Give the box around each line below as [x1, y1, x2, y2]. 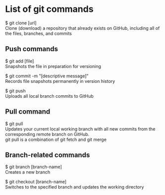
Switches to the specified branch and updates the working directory [5, 184, 144, 190]
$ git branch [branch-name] [5, 164, 62, 170]
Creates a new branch [5, 169, 51, 175]
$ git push [5, 88, 26, 94]
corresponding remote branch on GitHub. [5, 131, 90, 137]
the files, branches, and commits [5, 30, 72, 36]
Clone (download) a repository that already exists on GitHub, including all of [5, 25, 160, 31]
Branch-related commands [5, 150, 90, 159]
